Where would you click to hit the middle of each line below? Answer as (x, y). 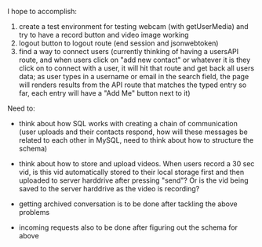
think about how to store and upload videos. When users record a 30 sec (136, 163)
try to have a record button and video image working (104, 35)
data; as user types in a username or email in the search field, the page (134, 76)
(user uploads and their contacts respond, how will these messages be (133, 132)
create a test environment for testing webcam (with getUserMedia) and (133, 26)
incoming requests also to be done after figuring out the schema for (128, 227)
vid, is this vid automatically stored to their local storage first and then (131, 172)
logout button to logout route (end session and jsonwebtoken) (118, 43)
